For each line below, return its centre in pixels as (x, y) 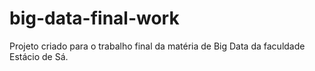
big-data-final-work (94, 18)
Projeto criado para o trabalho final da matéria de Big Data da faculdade (157, 46)
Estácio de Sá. (39, 56)
